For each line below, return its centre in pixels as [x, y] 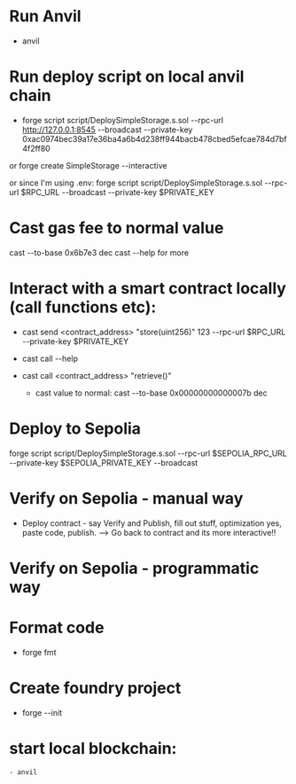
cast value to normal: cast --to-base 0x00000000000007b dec [151, 393]
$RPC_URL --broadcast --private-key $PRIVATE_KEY [117, 192]
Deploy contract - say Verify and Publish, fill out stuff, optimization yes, [152, 523]
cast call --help [50, 358]
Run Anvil [45, 16]
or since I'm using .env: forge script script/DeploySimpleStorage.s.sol [136, 183]
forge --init [42, 712]
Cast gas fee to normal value [117, 228]
